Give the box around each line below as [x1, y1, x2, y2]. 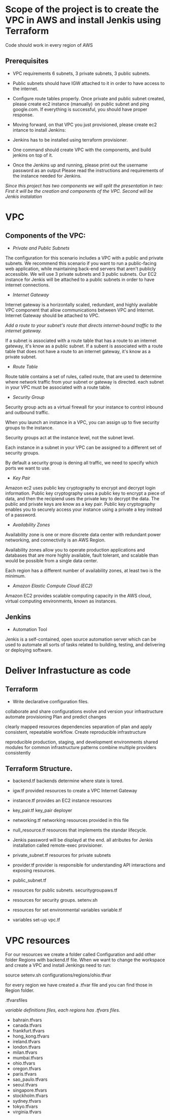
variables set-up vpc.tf [12, 917, 60, 923]
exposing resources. [12, 868, 56, 874]
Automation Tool [12, 626, 47, 632]
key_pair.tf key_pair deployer [12, 808, 73, 814]
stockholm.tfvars [12, 1093, 48, 1099]
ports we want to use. [5, 465, 51, 471]
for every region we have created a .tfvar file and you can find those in [5, 982, 153, 988]
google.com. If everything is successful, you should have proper [12, 106, 148, 112]
